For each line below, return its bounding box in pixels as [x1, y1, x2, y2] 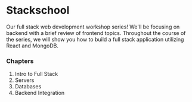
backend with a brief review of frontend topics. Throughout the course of [6, 29, 186, 36]
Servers [14, 76, 35, 84]
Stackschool [6, 4, 70, 17]
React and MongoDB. [6, 42, 58, 49]
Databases [14, 83, 42, 90]
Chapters [6, 57, 34, 65]
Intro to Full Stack [14, 71, 58, 78]
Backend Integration [14, 90, 65, 97]
